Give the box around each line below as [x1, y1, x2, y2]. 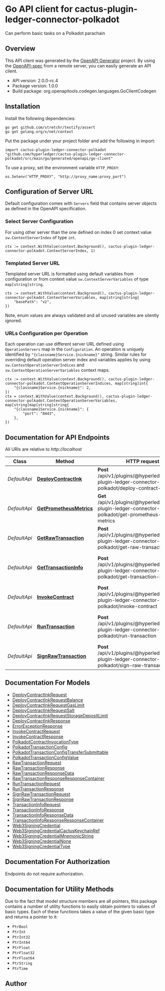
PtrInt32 [12, 934, 30, 940]
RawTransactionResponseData [12, 770, 75, 776]
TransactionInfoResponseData [12, 812, 74, 818]
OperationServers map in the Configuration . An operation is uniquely [5, 346, 144, 352]
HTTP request [126, 458, 160, 465]
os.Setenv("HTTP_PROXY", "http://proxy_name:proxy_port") [5, 174, 126, 179]
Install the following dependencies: [5, 115, 76, 121]
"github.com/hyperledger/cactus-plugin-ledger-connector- [5, 152, 126, 157]
